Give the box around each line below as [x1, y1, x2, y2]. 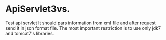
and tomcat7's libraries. [5, 30, 54, 36]
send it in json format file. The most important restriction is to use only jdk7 [5, 25, 161, 31]
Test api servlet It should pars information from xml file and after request [5, 20, 156, 26]
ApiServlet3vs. [5, 3, 70, 15]
